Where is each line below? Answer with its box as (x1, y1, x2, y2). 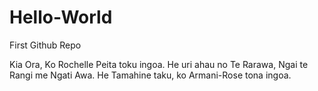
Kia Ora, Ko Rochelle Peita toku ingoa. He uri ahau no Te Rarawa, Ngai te (9, 58, 309, 70)
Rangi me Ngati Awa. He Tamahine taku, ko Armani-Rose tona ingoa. (9, 69, 292, 81)
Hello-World (9, 6, 113, 29)
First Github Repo (9, 39, 82, 51)
